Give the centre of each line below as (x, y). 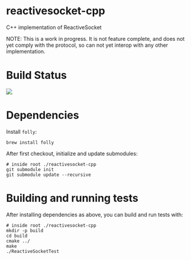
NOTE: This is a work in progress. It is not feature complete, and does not (96, 38)
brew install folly (30, 142)
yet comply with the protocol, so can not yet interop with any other (87, 45)
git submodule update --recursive (49, 175)
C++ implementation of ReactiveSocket (54, 27)
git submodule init (30, 169)
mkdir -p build (25, 230)
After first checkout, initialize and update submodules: (72, 153)
